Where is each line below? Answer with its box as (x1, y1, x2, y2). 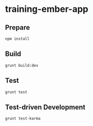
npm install (5, 36, 30, 41)
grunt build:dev (5, 63, 38, 68)
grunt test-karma (5, 116, 41, 121)
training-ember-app (5, 3, 89, 15)
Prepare (5, 23, 31, 32)
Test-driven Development (5, 103, 86, 112)
